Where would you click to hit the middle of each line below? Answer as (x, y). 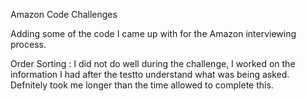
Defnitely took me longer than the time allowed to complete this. (142, 85)
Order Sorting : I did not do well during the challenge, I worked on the (153, 63)
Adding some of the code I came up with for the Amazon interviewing (153, 33)
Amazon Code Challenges (64, 14)
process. (28, 44)
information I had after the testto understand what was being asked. (150, 74)
